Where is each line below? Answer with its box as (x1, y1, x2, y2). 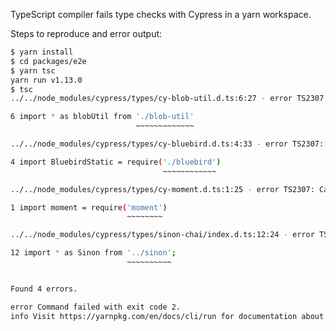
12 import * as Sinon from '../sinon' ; (10, 248, 177, 258)
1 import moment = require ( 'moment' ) (10, 202, 168, 213)
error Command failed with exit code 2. (10, 302, 182, 312)
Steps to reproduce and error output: (10, 28, 163, 39)
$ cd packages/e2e (10, 56, 87, 66)
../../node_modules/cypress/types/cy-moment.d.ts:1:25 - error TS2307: (10, 184, 315, 194)
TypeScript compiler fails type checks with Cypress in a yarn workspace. (10, 9, 312, 20)
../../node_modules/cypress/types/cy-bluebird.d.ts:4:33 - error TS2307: (10, 139, 325, 149)
